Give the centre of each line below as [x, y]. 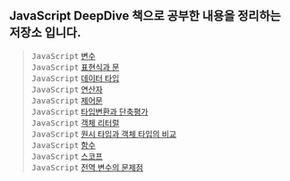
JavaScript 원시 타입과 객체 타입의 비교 [104, 134]
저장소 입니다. [45, 33]
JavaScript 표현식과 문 [75, 67]
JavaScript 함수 [63, 144]
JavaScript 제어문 [67, 100]
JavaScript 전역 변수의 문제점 [87, 167]
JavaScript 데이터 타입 [75, 78]
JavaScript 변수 [63, 55]
